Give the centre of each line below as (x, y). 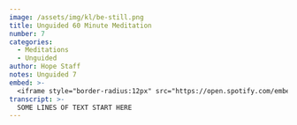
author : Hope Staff (45, 67)
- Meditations (43, 50)
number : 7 (27, 33)
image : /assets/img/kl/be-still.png (76, 17)
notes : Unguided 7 (43, 75)
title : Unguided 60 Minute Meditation (80, 26)
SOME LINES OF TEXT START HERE (75, 107)
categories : (31, 42)
